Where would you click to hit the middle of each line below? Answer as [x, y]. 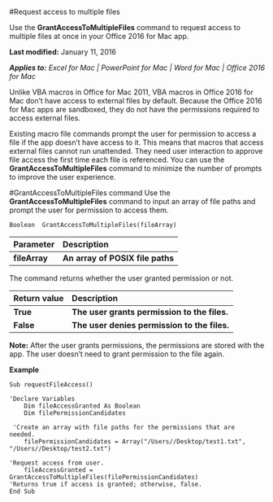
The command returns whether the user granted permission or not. [121, 278]
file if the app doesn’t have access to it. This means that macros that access [136, 142]
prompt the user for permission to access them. [89, 210]
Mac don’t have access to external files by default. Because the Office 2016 [136, 100]
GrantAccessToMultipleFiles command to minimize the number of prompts [136, 168]
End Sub [22, 491]
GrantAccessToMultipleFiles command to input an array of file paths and [132, 201]
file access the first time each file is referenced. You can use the [117, 159]
